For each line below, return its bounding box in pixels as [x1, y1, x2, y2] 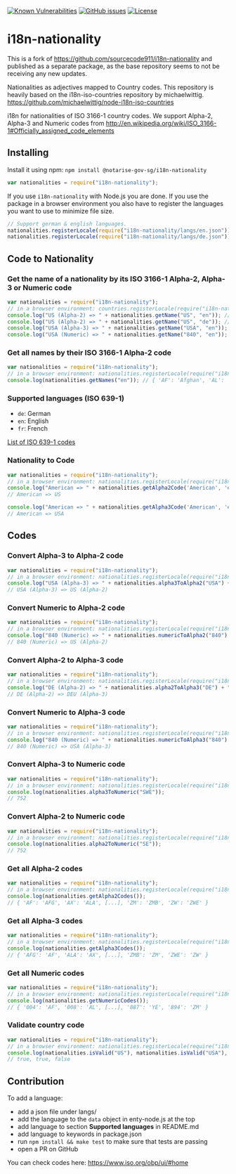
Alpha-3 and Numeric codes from [7, 119, 105, 127]
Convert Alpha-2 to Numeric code [7, 811, 125, 821]
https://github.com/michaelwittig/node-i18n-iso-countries [7, 98, 174, 106]
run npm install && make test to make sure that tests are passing [17, 1137, 209, 1146]
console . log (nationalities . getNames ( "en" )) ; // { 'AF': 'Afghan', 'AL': [7, 377, 225, 384]
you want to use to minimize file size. [7, 207, 114, 215]
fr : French [17, 424, 48, 433]
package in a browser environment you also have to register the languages [7, 199, 223, 207]
